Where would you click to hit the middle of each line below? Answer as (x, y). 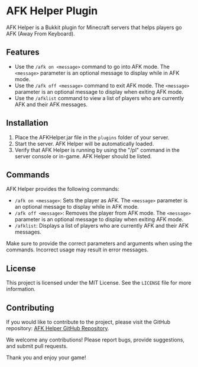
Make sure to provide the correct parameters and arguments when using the (99, 244)
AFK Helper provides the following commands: (63, 189)
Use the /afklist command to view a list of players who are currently (99, 98)
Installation (27, 123)
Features (23, 52)
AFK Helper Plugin (52, 11)
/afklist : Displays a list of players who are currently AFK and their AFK (102, 226)
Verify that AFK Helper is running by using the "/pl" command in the (97, 150)
